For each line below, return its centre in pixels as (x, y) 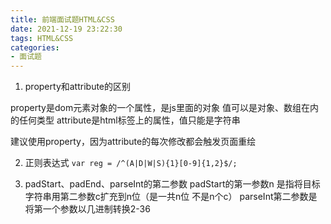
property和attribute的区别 (78, 87)
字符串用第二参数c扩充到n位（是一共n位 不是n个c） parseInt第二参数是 (171, 197)
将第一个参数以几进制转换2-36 (87, 209)
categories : (35, 47)
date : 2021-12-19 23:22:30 (66, 29)
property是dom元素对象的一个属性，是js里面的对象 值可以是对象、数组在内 (164, 108)
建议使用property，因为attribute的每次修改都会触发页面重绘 (133, 142)
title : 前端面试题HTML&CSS (62, 19)
